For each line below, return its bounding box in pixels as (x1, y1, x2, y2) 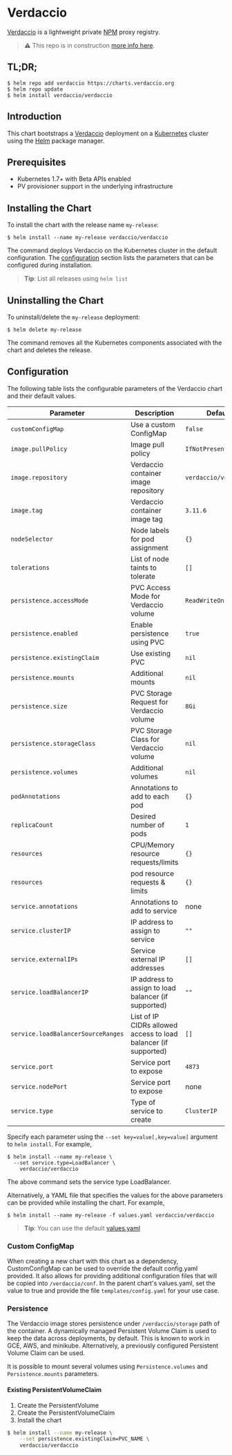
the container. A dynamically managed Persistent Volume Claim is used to (7, 1327, 217, 1335)
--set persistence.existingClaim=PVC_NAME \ (19, 1436, 150, 1443)
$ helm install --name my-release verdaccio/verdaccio (7, 234, 168, 241)
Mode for (130, 591, 161, 601)
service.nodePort (10, 1083, 68, 1090)
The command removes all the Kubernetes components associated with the (7, 338, 222, 347)
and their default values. (7, 392, 77, 400)
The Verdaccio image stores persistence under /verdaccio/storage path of (7, 1319, 220, 1328)
